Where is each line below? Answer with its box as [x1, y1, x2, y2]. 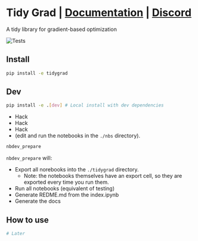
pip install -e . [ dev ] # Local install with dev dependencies [6, 102, 164, 108]
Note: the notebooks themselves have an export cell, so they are [23, 173, 182, 180]
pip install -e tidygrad [6, 70, 68, 76]
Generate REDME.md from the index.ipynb [14, 191, 119, 199]
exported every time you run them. [23, 179, 109, 186]
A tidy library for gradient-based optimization [6, 26, 117, 33]
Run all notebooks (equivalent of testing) [14, 185, 115, 192]
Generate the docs [14, 198, 61, 205]
